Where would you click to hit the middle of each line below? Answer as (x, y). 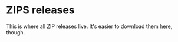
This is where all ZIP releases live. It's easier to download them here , (89, 26)
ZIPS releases (40, 10)
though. (16, 32)
